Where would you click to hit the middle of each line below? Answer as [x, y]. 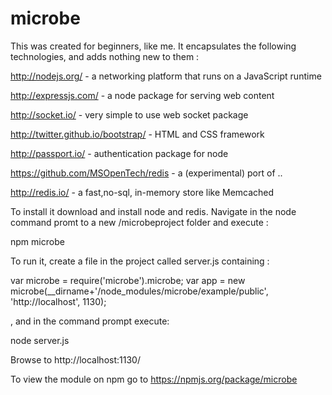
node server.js [40, 340]
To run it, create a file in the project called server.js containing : [140, 261]
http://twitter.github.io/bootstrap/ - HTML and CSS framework [137, 134]
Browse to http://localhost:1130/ [75, 359]
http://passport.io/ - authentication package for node [119, 153]
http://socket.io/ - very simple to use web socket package [129, 114]
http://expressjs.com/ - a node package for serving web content [142, 95]
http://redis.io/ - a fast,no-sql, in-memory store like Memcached [142, 192]
